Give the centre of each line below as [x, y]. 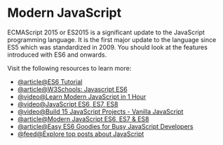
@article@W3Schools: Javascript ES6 [72, 89]
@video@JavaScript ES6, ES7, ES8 [68, 104]
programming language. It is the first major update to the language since [112, 39]
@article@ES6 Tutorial [50, 81]
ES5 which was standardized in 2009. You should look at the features [108, 47]
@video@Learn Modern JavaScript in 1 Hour [82, 97]
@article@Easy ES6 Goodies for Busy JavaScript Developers [105, 126]
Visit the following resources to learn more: [69, 68]
